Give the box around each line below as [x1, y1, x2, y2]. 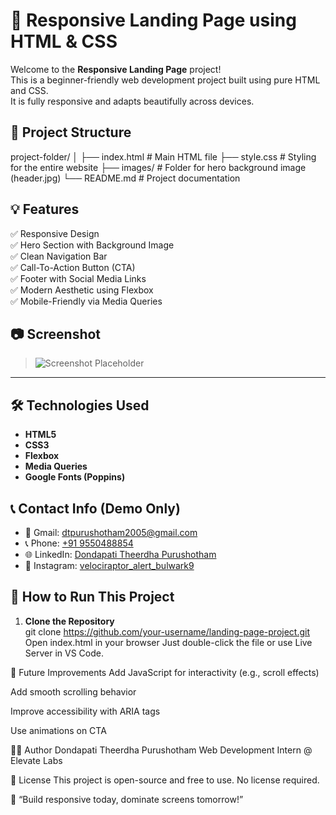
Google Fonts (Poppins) [24, 471, 126, 483]
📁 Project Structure [10, 124, 132, 141]
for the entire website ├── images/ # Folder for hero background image [10, 161, 307, 173]
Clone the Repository [24, 615, 115, 627]
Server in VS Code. [24, 647, 104, 659]
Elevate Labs [10, 754, 63, 766]
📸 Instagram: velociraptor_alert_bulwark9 [24, 560, 195, 571]
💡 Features [10, 201, 80, 218]
